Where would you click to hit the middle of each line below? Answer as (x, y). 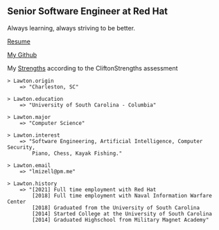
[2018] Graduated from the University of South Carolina (116, 208)
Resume (19, 41)
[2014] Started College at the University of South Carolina (122, 213)
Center (17, 202)
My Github (22, 55)
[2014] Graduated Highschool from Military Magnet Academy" (121, 220)
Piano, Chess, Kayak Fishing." (77, 153)
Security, (21, 147)
